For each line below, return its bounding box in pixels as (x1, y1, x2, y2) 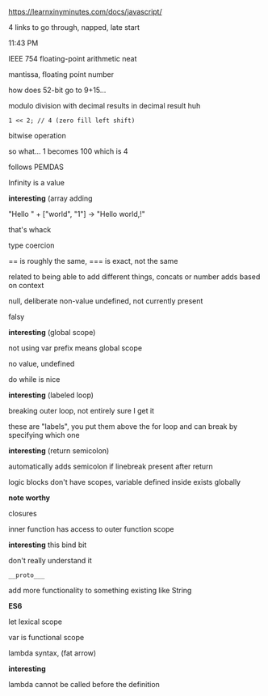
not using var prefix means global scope (8, 343, 143, 353)
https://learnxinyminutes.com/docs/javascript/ (8, 7, 163, 16)
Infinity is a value (8, 178, 65, 187)
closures (8, 509, 38, 518)
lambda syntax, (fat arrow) (8, 648, 97, 658)
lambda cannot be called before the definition (8, 680, 160, 689)
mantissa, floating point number (8, 70, 115, 79)
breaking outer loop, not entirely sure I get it (8, 406, 155, 415)
